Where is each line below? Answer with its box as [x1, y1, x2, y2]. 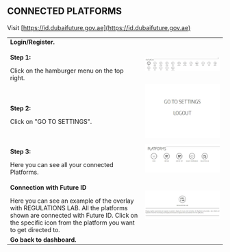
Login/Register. [10, 38, 55, 47]
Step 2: [10, 104, 31, 112]
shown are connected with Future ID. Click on [10, 212, 138, 220]
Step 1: [10, 53, 31, 62]
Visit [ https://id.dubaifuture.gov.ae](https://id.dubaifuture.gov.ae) [7, 23, 191, 32]
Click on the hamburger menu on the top [10, 66, 125, 75]
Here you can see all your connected [10, 161, 114, 168]
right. [10, 74, 25, 82]
